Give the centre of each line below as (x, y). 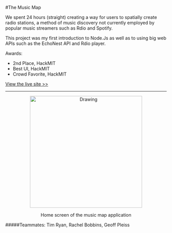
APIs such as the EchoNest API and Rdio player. (56, 43)
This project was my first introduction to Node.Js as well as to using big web (86, 38)
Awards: (14, 53)
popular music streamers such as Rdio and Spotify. (59, 28)
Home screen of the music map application (86, 215)
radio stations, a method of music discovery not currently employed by (80, 23)
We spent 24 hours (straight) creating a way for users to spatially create (81, 17)
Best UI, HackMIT (31, 69)
